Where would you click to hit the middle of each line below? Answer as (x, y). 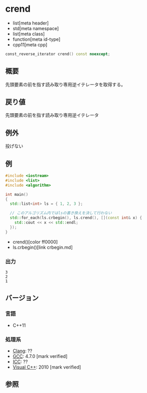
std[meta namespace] (36, 28)
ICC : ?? (20, 361)
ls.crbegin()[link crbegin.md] (42, 247)
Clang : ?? (22, 351)
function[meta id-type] (36, 39)
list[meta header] (31, 23)
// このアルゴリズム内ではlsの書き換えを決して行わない (61, 213)
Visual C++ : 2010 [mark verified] (47, 367)
